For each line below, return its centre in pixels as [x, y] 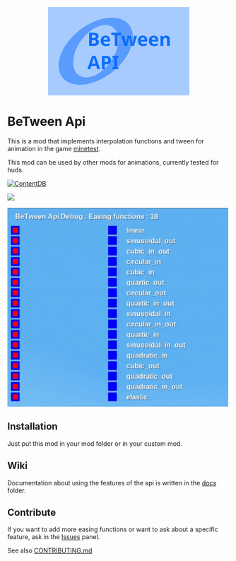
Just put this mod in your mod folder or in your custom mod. [95, 443]
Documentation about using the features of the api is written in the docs [112, 483]
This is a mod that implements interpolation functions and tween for [106, 141]
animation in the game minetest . [54, 148]
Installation [33, 426]
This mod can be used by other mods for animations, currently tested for [113, 162]
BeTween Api [47, 122]
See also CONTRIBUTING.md [50, 550]
